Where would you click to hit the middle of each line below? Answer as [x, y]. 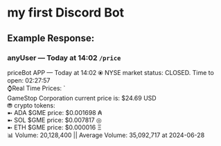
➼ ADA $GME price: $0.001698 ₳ [55, 112]
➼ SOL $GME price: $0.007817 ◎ [54, 120]
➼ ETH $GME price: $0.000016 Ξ [54, 127]
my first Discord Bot [66, 13]
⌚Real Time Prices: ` [36, 88]
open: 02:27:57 [29, 80]
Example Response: [51, 38]
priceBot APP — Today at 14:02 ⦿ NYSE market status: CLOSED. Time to [111, 72]
